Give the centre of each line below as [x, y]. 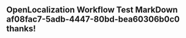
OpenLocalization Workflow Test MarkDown [92, 10]
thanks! [21, 29]
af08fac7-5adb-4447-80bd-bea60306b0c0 [93, 20]
